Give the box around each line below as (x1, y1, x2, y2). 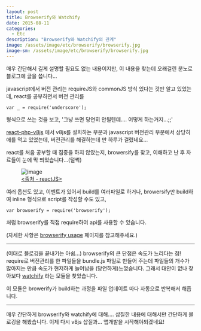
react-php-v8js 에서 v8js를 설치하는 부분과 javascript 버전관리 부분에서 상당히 (6, 128, 191, 135)
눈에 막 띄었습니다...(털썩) (22, 156, 82, 163)
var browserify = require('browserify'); (6, 207, 111, 213)
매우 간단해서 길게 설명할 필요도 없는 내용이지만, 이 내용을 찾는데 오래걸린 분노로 (6, 65, 193, 72)
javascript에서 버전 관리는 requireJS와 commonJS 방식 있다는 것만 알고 (6, 85, 176, 92)
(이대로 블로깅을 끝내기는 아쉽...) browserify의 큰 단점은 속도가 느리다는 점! (6, 250, 181, 257)
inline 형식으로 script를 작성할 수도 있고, (12, 195, 106, 202)
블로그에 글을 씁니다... (6, 72, 57, 80)
